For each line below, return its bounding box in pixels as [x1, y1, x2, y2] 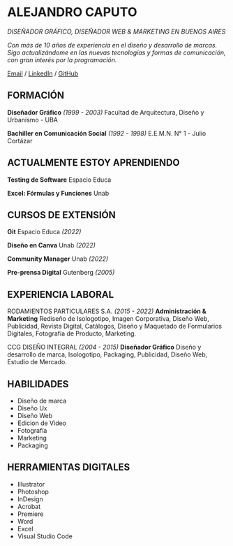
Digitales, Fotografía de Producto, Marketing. [7, 329, 137, 338]
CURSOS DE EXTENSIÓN [7, 209, 116, 221]
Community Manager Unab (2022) [7, 254, 109, 263]
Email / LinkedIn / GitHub [7, 69, 79, 78]
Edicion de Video [17, 419, 67, 427]
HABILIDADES [7, 378, 69, 390]
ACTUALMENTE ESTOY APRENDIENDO [7, 157, 180, 168]
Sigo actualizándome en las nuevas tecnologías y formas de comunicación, [7, 48, 226, 57]
